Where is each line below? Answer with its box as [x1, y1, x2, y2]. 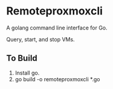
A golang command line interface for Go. [6, 24, 108, 31]
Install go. [15, 69, 40, 76]
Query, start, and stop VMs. [6, 35, 75, 43]
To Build [6, 53, 37, 64]
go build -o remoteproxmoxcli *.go [15, 75, 100, 82]
